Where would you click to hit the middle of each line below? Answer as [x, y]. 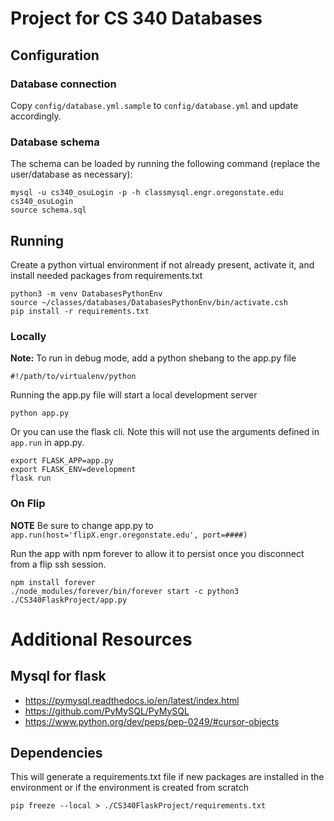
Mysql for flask [58, 676]
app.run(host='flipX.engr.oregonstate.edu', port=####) [129, 535]
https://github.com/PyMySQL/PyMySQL [107, 711]
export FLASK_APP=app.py [62, 461]
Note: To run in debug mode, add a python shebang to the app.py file [153, 358]
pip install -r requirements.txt [80, 311]
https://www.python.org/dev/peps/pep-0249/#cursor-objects [152, 721]
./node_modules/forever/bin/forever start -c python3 [125, 591]
